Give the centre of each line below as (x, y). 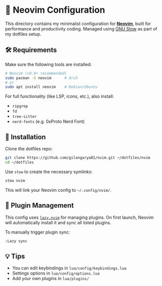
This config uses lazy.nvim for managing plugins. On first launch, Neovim (79, 217)
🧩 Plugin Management (40, 206)
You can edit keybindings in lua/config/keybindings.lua (69, 268)
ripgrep (20, 106)
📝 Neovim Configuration (55, 10)
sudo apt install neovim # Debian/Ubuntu (51, 87)
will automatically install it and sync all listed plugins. (58, 222)
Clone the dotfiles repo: (29, 149)
